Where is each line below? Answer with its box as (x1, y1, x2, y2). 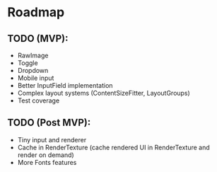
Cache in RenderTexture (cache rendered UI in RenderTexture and (17, 143, 210, 151)
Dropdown (17, 67, 49, 74)
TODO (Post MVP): (7, 117, 91, 129)
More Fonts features (17, 158, 77, 166)
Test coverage (17, 96, 60, 105)
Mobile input (17, 74, 54, 82)
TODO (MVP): (7, 33, 69, 45)
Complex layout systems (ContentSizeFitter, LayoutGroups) (17, 89, 191, 97)
